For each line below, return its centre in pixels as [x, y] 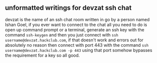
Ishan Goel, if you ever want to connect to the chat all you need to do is [76, 25]
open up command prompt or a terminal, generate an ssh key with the [75, 30]
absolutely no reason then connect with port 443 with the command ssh [77, 45]
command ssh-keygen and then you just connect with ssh [62, 35]
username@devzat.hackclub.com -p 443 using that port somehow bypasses [79, 50]
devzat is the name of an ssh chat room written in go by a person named [78, 19]
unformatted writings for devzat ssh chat [68, 8]
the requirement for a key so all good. [42, 55]
